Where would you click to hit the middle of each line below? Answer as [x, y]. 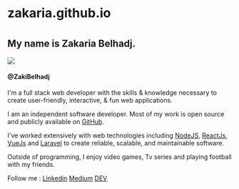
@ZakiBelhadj [29, 77]
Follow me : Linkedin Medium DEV [57, 178]
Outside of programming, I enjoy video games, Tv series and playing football [119, 157]
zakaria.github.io [59, 13]
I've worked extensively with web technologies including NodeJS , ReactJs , [118, 136]
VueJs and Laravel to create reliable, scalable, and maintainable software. [116, 143]
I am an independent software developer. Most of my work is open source [116, 114]
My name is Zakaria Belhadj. [72, 44]
